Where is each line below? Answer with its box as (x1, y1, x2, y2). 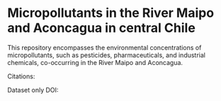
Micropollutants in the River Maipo (7, 5, 215, 21)
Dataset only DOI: (7, 85, 59, 94)
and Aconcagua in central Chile (7, 20, 196, 36)
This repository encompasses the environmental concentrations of (7, 43, 202, 52)
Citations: (7, 72, 35, 81)
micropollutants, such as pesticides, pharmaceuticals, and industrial (7, 51, 206, 59)
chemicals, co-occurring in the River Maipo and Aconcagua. (7, 58, 183, 66)
